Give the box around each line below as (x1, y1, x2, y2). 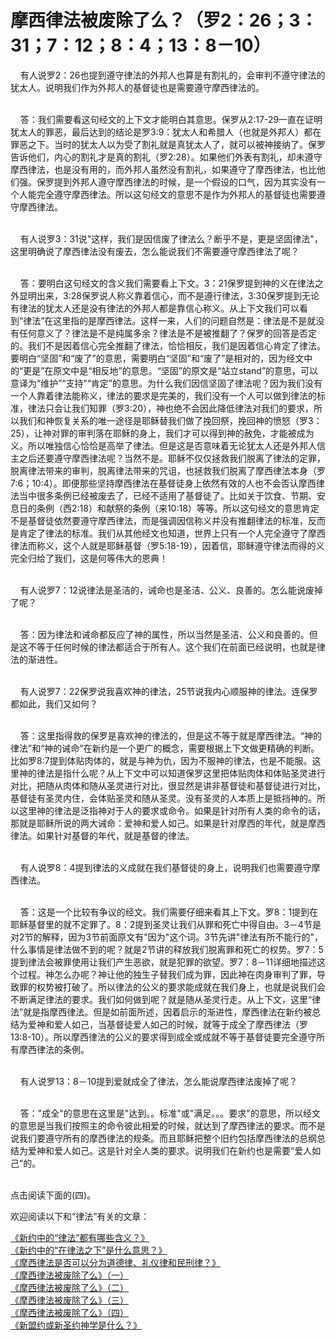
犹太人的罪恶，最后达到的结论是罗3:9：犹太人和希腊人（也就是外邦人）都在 (10, 126, 322, 138)
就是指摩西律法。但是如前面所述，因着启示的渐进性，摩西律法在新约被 (23, 1006, 313, 1018)
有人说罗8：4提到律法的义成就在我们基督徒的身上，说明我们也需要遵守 (19, 861, 312, 873)
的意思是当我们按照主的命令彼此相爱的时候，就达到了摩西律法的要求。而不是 (10, 1119, 326, 1131)
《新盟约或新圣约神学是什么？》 (10, 1319, 142, 1331)
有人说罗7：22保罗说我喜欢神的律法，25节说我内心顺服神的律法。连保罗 (19, 685, 318, 697)
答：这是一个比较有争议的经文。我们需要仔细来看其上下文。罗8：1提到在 (19, 906, 319, 918)
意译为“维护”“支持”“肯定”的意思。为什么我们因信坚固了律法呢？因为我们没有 (10, 377, 323, 389)
